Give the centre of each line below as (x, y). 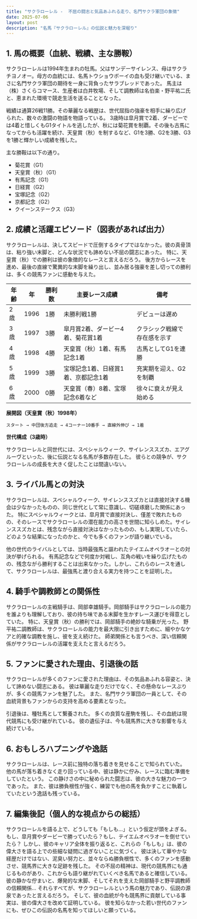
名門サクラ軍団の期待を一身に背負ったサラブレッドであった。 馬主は (99, 84)
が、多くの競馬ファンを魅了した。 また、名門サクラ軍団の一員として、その (96, 694)
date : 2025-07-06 (27, 17)
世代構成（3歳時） (28, 437)
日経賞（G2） (31, 187)
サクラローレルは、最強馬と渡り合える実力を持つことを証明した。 (96, 571)
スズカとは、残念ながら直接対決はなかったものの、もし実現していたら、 (103, 529)
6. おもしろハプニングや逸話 (57, 749)
